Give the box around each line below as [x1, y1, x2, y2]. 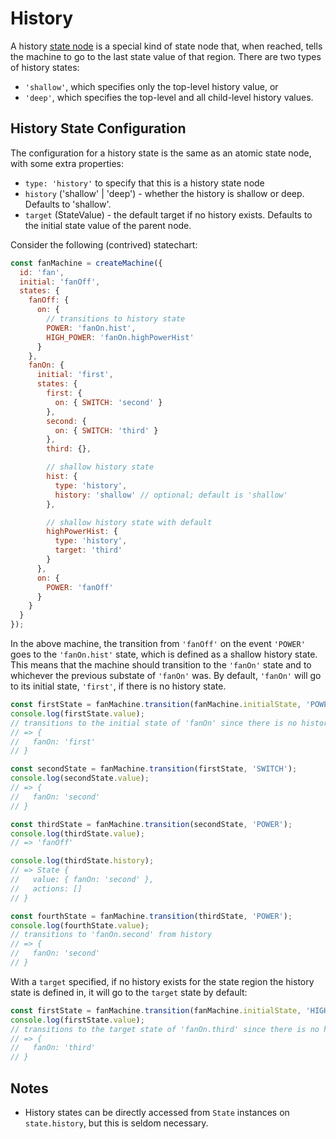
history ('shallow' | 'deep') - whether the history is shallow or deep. [24, 187, 305, 199]
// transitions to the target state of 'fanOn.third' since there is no [10, 1024, 320, 1034]
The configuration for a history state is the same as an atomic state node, [10, 147, 312, 159]
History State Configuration [10, 120, 187, 137]
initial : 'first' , [36, 370, 114, 380]
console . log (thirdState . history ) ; [10, 856, 155, 866]
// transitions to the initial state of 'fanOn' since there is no [10, 718, 298, 728]
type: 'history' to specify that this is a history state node [24, 177, 265, 189]
